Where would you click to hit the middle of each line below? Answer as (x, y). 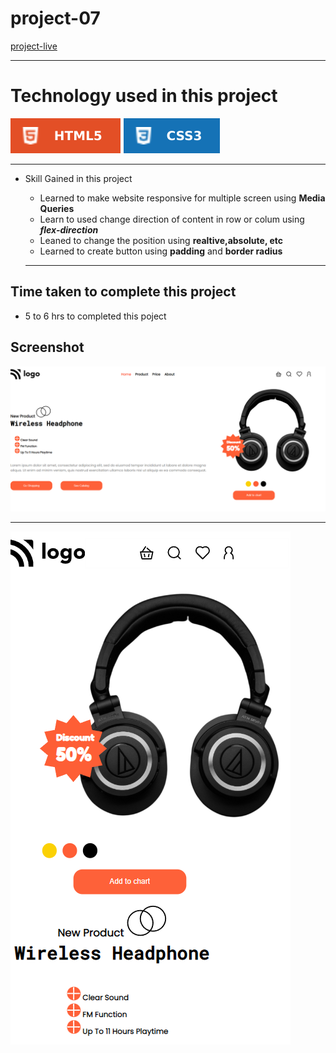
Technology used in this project (144, 96)
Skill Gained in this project (78, 178)
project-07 (55, 18)
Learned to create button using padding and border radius (161, 251)
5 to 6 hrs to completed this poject (95, 316)
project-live (34, 46)
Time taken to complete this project (123, 292)
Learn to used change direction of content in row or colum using (172, 219)
